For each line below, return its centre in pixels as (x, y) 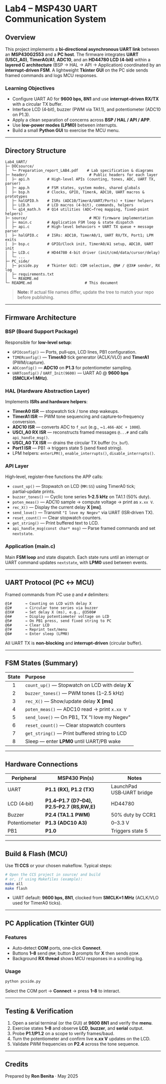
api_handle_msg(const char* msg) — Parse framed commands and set (84, 528)
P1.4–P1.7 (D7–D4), (69, 801)
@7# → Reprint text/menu (36, 629)
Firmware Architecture (41, 317)
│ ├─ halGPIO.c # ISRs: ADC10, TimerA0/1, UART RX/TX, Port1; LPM (79, 236)
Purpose (35, 677)
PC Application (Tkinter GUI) (50, 923)
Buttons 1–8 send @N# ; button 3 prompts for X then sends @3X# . (76, 953)
